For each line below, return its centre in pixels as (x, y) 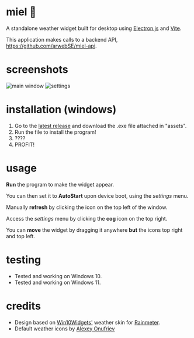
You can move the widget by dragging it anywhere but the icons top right (94, 230)
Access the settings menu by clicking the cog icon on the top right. (87, 218)
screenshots (37, 70)
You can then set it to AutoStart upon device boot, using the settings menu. (97, 195)
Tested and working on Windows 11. (58, 282)
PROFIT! (25, 144)
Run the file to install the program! (55, 132)
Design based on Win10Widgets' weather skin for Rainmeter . (87, 322)
